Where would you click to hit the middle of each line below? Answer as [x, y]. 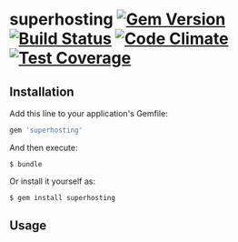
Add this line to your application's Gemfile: [89, 113]
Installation [42, 91]
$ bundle [26, 164]
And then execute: [44, 147]
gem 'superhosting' [46, 130]
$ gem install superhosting [63, 197]
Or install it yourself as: [52, 181]
